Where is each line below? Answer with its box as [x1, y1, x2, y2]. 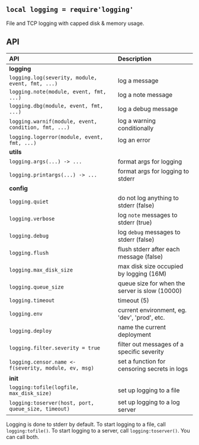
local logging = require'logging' [6, 5, 134, 14]
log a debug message [117, 105, 178, 113]
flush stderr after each [117, 245, 180, 253]
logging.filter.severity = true [9, 345, 101, 351]
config [9, 184, 28, 192]
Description [117, 54, 152, 62]
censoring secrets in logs [117, 364, 188, 373]
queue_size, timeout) [9, 405, 70, 412]
